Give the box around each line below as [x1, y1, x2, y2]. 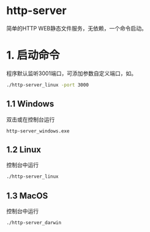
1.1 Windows [6, 99, 54, 109]
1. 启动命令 [6, 48, 60, 62]
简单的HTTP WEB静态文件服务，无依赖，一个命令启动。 [6, 24, 147, 32]
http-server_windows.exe [6, 128, 70, 134]
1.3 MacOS [6, 190, 48, 201]
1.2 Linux [6, 144, 42, 154]
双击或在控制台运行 [6, 115, 55, 123]
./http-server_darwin [6, 220, 62, 226]
